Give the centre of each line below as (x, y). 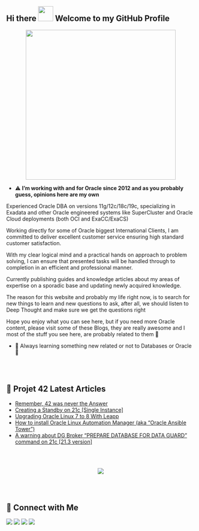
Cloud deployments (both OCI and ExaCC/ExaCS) (67, 219)
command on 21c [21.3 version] (54, 442)
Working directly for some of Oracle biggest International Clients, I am (92, 230)
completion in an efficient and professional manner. (70, 267)
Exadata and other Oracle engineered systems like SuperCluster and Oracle (99, 212)
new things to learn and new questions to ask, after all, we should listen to (97, 303)
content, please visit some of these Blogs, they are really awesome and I (96, 328)
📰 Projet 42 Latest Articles (56, 389)
